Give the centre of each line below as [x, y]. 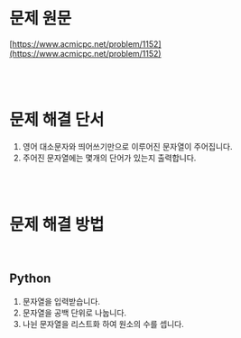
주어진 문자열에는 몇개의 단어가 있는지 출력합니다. [109, 158]
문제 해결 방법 [57, 225]
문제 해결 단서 [57, 120]
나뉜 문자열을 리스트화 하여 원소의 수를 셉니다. [103, 324]
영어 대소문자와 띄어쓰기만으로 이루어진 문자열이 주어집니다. [127, 146]
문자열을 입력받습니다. [61, 301]
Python [30, 279]
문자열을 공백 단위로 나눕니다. [74, 313]
